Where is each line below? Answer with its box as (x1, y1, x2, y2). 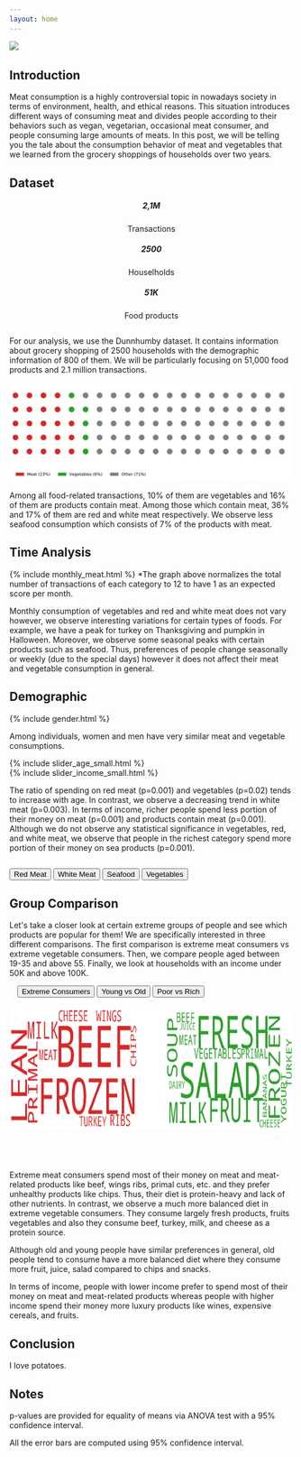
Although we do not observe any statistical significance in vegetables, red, (9, 823, 287, 834)
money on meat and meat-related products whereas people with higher (9, 1291, 275, 1302)
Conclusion (9, 1336, 76, 1351)
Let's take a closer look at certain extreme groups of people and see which (9, 920, 287, 931)
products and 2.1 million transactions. (9, 364, 147, 374)
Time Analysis (9, 545, 92, 560)
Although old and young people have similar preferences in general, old (9, 1245, 275, 1256)
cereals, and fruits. (9, 1310, 79, 1321)
